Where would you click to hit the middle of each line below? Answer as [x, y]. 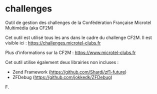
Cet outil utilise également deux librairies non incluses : [62, 62]
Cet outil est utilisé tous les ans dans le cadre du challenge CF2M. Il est [79, 37]
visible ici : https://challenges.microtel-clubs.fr [53, 42]
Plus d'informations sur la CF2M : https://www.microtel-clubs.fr [70, 52]
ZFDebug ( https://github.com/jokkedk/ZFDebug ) [62, 77]
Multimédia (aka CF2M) [29, 27]
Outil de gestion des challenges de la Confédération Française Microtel [78, 22]
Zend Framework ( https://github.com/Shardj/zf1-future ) [69, 72]
